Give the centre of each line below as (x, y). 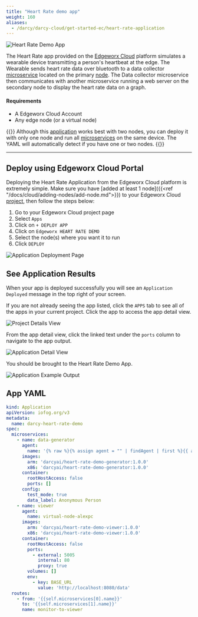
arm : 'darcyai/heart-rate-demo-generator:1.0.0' (88, 462)
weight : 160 (21, 17)
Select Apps (28, 219)
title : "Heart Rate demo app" (43, 11)
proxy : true (52, 566)
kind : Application (29, 407)
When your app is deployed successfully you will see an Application (89, 288)
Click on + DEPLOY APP (41, 225)
